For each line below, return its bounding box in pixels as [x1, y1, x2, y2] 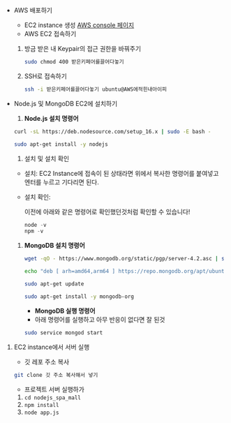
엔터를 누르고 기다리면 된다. [24, 177, 99, 186]
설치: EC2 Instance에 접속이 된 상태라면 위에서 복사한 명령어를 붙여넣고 [24, 169, 219, 177]
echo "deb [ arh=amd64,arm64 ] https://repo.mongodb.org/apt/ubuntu [24, 268, 228, 275]
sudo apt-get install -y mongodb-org [24, 292, 135, 300]
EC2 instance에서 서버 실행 [13, 343, 90, 351]
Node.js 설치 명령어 [24, 114, 79, 122]
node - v [24, 221, 47, 228]
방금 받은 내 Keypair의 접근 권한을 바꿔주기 [24, 45, 142, 52]
